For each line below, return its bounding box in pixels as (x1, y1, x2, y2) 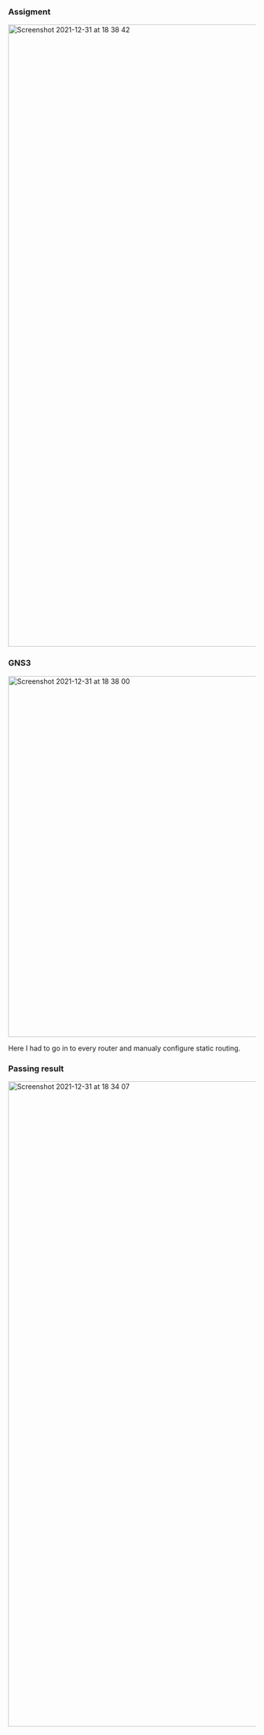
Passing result (8, 1063, 64, 1074)
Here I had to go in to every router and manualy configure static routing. (8, 1043, 241, 1053)
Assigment (8, 6, 51, 17)
